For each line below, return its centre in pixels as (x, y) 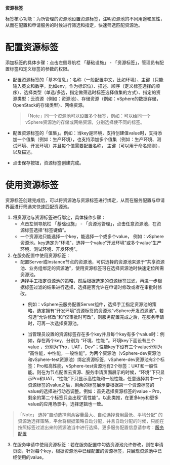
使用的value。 (32, 457)
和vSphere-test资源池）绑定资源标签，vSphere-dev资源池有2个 (94, 359)
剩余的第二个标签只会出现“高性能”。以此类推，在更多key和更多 (93, 397)
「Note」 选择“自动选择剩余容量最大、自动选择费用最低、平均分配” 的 (90, 414)
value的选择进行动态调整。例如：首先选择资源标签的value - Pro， (96, 391)
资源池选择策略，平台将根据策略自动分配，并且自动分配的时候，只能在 (91, 421)
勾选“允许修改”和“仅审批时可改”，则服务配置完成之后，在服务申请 (96, 317)
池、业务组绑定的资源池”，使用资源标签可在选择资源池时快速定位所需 (92, 268)
